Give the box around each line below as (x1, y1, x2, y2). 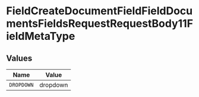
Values (6, 53, 33, 63)
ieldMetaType (6, 30, 75, 43)
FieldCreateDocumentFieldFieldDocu (6, 4, 193, 18)
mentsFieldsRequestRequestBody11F (6, 17, 194, 30)
